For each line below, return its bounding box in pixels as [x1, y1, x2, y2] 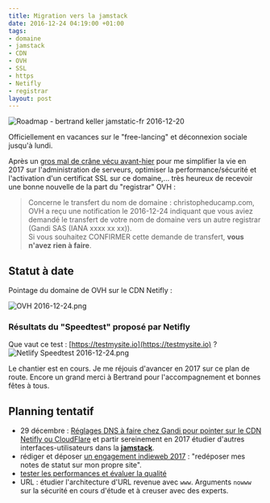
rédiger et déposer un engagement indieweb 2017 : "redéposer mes [19, 451, 246, 461]
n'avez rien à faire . [27, 241, 92, 250]
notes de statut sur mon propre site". [19, 460, 143, 470]
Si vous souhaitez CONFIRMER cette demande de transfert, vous [27, 232, 244, 242]
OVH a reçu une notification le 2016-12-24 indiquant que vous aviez [27, 207, 254, 216]
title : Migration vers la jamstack [8, 11, 128, 20]
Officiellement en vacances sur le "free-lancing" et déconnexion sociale [8, 132, 247, 142]
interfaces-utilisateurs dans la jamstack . [19, 443, 155, 453]
